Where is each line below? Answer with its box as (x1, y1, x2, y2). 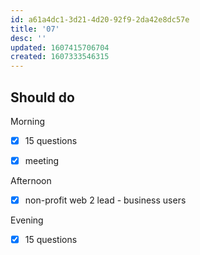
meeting (24, 155, 60, 166)
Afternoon (10, 175, 52, 187)
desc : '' (10, 33, 47, 43)
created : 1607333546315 (10, 52, 110, 62)
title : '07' (10, 24, 60, 34)
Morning (10, 115, 46, 127)
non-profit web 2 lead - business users (24, 194, 187, 206)
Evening (10, 214, 44, 226)
